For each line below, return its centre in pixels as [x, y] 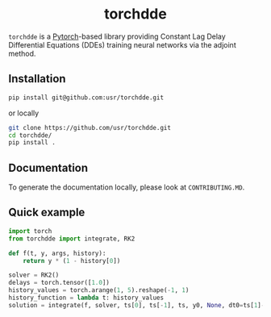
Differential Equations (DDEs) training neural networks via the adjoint [122, 44]
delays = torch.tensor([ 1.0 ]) [59, 283]
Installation [37, 79]
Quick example [47, 213]
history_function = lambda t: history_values [86, 298]
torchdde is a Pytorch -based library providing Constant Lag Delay [117, 36]
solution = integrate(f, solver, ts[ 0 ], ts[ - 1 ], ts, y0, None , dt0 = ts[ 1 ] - [137, 305]
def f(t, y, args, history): [57, 253]
